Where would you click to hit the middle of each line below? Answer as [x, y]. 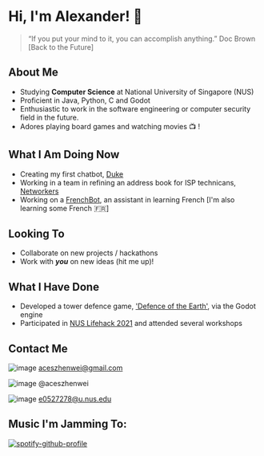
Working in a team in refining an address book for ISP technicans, [128, 182]
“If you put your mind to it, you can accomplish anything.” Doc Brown [142, 39]
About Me [33, 73]
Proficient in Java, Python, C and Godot [85, 100]
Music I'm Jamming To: [68, 424]
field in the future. [49, 117]
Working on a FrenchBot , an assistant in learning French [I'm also [127, 199]
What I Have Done [54, 287]
